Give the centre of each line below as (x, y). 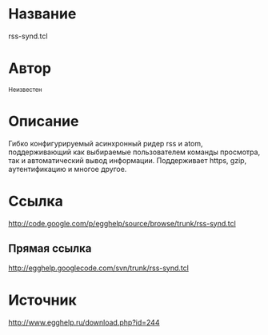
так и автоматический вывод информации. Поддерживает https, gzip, (128, 160)
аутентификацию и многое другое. (68, 169)
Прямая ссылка (50, 249)
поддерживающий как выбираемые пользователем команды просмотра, (134, 152)
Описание (44, 122)
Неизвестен (25, 90)
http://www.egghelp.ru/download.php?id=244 (84, 322)
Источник (43, 300)
